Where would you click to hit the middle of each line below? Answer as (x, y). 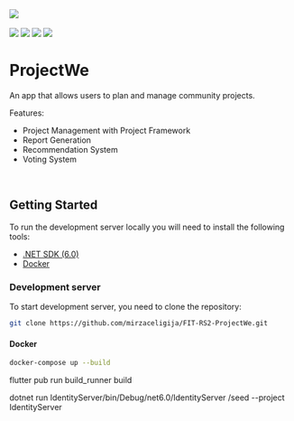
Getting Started (54, 206)
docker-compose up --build (60, 363)
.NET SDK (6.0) (51, 254)
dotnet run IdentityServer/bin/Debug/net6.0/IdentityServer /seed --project (147, 398)
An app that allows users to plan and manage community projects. (132, 95)
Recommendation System (70, 149)
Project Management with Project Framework (106, 130)
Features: (27, 113)
